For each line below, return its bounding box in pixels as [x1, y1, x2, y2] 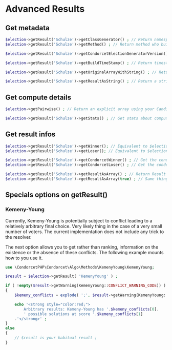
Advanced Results [5, 3, 85, 15]
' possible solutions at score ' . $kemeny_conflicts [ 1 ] [24, 311, 143, 317]
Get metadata [5, 24, 50, 32]
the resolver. [5, 234, 32, 240]
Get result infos [5, 130, 56, 139]
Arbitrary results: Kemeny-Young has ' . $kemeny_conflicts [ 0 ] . [24, 306, 159, 312]
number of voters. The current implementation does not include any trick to [5, 229, 164, 235]
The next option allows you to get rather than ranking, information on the [5, 244, 159, 250]
